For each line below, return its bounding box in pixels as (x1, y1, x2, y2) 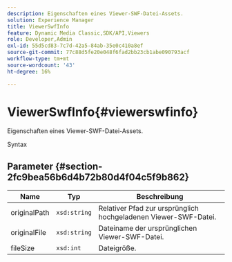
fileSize (10, 243, 35, 253)
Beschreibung (136, 192, 184, 202)
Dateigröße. (98, 243, 137, 253)
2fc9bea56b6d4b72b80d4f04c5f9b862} (7, 171, 190, 183)
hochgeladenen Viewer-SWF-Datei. (98, 212, 217, 222)
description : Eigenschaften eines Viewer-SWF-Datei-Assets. (7, 10, 184, 17)
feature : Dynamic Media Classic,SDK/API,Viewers (7, 29, 150, 37)
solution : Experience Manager (7, 17, 95, 24)
